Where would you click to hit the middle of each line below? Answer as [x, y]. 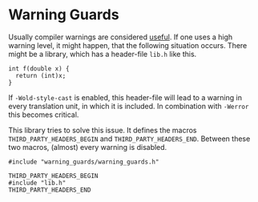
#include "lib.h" [37, 183]
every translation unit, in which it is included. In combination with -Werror [129, 106]
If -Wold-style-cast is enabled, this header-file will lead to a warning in [125, 97]
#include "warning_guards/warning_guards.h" [84, 162]
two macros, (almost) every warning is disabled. [88, 147]
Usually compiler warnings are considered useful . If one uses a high [121, 37]
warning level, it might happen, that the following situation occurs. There [128, 45]
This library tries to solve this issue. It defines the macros [103, 130]
